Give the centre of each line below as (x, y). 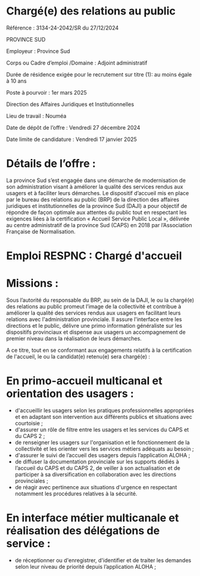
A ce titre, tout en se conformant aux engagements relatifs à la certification (99, 350)
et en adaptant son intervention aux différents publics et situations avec (103, 416)
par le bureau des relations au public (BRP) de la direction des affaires (93, 199)
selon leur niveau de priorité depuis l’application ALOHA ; (85, 566)
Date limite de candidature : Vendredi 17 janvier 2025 (71, 139)
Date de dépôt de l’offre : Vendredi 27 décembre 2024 (73, 127)
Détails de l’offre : (51, 164)
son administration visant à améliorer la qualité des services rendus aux (95, 186)
